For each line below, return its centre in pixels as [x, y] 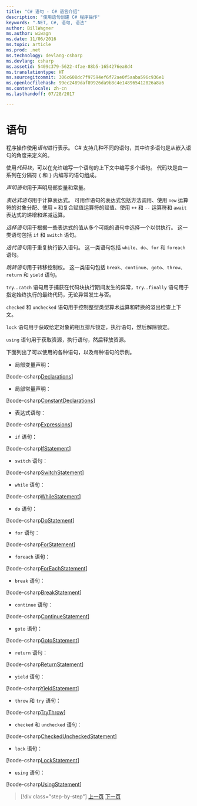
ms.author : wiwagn [29, 34]
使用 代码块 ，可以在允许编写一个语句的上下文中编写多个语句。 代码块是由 [94, 167]
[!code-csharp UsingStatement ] [44, 784]
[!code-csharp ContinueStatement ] [48, 616]
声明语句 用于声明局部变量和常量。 [47, 187]
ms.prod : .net [24, 50]
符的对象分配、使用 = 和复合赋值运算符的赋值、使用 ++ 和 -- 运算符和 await [96, 207]
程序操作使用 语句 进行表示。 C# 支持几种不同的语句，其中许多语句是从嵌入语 [98, 148]
